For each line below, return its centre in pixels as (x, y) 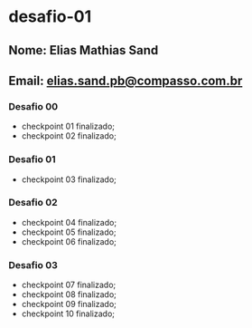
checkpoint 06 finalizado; (69, 241)
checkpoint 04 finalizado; (69, 222)
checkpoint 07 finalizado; (69, 285)
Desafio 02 (33, 203)
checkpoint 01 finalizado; (68, 126)
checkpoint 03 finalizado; (69, 179)
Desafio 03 (33, 265)
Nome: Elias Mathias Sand (84, 50)
